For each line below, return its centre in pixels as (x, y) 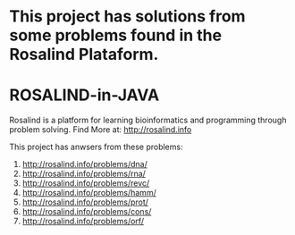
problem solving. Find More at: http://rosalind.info (101, 130)
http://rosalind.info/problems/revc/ (86, 183)
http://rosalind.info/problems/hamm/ (89, 193)
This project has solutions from (127, 17)
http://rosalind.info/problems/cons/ (87, 212)
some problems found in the (115, 35)
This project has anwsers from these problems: (96, 147)
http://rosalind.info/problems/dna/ (84, 164)
